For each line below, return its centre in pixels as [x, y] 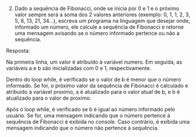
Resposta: [18, 51]
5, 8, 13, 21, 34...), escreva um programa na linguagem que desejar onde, [102, 21]
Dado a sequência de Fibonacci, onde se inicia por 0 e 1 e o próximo [97, 8]
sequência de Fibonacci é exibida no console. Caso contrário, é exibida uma [98, 122]
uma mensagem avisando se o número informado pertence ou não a [97, 33]
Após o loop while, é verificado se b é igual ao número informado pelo [91, 109]
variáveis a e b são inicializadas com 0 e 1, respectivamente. [79, 68]
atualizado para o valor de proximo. [49, 98]
